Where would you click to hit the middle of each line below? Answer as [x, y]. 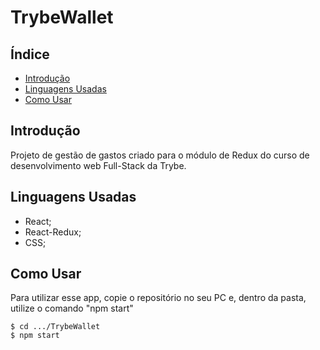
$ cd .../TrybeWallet [55, 327]
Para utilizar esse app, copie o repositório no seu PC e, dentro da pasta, [158, 298]
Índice [30, 54]
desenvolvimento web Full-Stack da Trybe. [98, 165]
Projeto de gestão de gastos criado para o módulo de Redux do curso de [160, 155]
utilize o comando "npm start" [72, 308]
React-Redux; [53, 232]
